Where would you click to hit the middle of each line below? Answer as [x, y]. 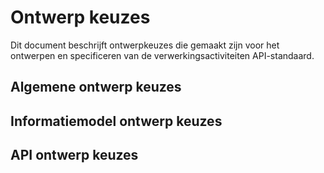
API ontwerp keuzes [74, 155]
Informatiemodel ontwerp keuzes [116, 121]
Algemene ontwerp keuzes [96, 87]
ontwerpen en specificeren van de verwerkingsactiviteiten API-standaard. [162, 55]
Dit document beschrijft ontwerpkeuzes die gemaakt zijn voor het [145, 45]
